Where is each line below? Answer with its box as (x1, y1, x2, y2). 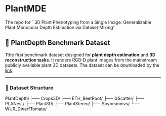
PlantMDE (5, 3, 47, 14)
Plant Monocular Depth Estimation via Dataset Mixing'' (5, 24, 116, 30)
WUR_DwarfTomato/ (5, 106, 47, 112)
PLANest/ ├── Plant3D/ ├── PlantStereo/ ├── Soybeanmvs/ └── (5, 101, 140, 107)
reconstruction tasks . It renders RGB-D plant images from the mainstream (5, 57, 157, 63)
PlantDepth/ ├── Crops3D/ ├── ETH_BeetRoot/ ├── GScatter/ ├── (5, 95, 144, 101)
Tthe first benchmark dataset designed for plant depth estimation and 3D (5, 52, 156, 58)
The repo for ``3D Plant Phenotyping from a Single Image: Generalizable (5, 19, 152, 25)
